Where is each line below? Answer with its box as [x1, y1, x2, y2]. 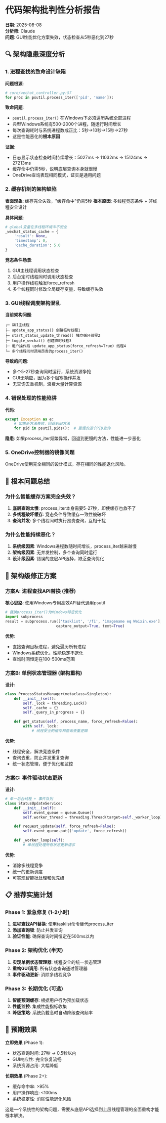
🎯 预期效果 [5, 1026, 37, 1034]
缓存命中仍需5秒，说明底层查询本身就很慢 [12, 166, 98, 172]
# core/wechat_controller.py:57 [5, 90, 72, 95]
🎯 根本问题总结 [5, 477, 50, 485]
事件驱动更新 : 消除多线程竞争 [12, 971, 72, 977]
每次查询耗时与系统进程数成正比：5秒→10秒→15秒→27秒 [12, 127, 128, 134]
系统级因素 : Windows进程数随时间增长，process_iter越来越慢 [12, 543, 137, 549]
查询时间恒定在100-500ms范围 [12, 656, 75, 662]
